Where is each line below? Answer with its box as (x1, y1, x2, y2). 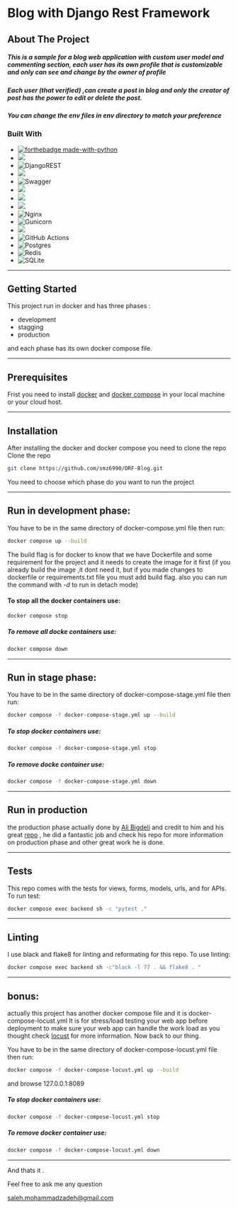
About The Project (7, 33, 90, 45)
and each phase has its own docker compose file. (7, 344, 152, 353)
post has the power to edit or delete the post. (7, 93, 143, 102)
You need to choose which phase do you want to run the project (7, 477, 195, 486)
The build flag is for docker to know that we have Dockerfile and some (7, 550, 212, 559)
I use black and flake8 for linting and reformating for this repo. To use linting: (7, 950, 231, 959)
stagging (17, 323, 44, 331)
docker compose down (7, 645, 69, 652)
